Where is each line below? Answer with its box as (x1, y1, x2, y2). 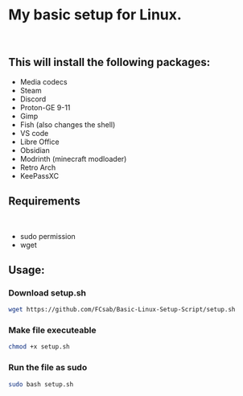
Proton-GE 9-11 (19, 102, 71, 112)
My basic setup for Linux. (8, 6, 183, 24)
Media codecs (19, 76, 68, 86)
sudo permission (19, 231, 76, 241)
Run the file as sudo (8, 362, 88, 373)
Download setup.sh (8, 287, 87, 299)
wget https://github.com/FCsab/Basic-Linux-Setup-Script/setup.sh (8, 306, 236, 314)
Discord (19, 94, 47, 104)
